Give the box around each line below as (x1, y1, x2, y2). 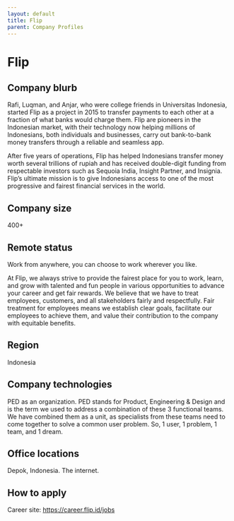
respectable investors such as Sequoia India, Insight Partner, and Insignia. (7, 167, 223, 175)
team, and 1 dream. (7, 427, 64, 436)
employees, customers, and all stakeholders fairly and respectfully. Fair (7, 297, 215, 304)
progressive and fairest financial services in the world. (7, 181, 165, 191)
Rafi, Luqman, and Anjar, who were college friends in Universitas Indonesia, (7, 100, 228, 109)
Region (7, 340, 39, 352)
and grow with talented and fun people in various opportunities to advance (7, 282, 225, 289)
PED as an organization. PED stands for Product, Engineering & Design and (7, 397, 226, 406)
